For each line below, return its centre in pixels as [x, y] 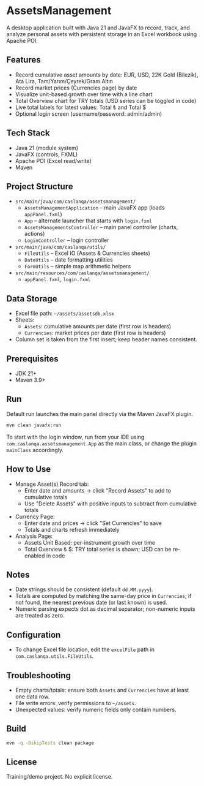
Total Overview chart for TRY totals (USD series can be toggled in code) [106, 100]
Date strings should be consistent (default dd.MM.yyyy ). [84, 589]
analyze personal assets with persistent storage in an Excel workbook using [102, 34]
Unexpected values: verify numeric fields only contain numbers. [96, 709]
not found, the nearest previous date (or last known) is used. [91, 603]
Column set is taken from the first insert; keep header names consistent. [106, 339]
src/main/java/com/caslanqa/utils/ [60, 248]
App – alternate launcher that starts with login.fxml [88, 221]
